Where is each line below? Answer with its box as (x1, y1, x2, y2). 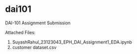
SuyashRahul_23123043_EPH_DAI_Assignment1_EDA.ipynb (12, 39, 132, 45)
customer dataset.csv (12, 44, 57, 50)
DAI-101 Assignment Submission (5, 20, 70, 26)
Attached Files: (5, 29, 36, 35)
